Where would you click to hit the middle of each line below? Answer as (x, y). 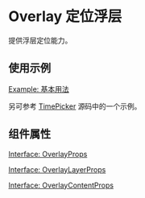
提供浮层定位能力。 (40, 40)
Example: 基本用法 (39, 89)
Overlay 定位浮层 (65, 16)
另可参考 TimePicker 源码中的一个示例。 (75, 106)
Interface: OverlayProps (48, 154)
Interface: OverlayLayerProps (57, 169)
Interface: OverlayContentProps (61, 185)
